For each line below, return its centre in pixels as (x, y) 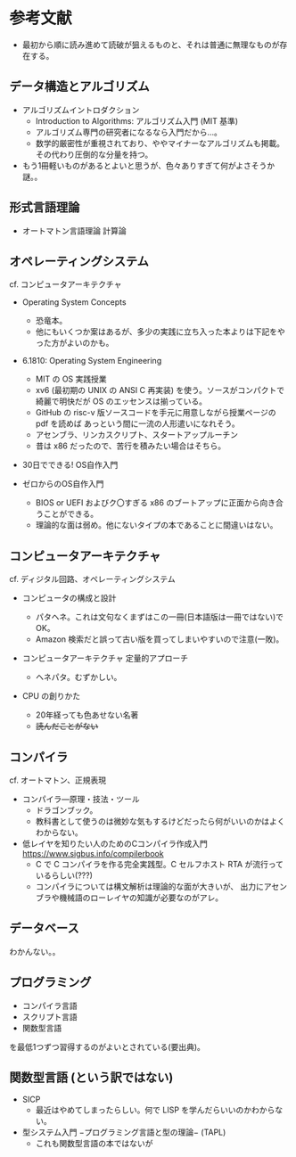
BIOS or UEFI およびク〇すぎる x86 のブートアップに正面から (148, 503)
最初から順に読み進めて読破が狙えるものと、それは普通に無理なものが (151, 45)
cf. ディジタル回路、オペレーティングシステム (92, 579)
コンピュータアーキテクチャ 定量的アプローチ (105, 658)
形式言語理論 (45, 207)
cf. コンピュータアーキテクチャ (66, 284)
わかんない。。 (35, 951)
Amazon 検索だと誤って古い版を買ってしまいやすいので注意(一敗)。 (160, 639)
